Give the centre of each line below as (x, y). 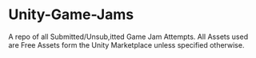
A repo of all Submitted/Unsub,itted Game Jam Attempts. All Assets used (128, 37)
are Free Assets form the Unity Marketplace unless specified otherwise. (126, 44)
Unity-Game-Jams (71, 15)
